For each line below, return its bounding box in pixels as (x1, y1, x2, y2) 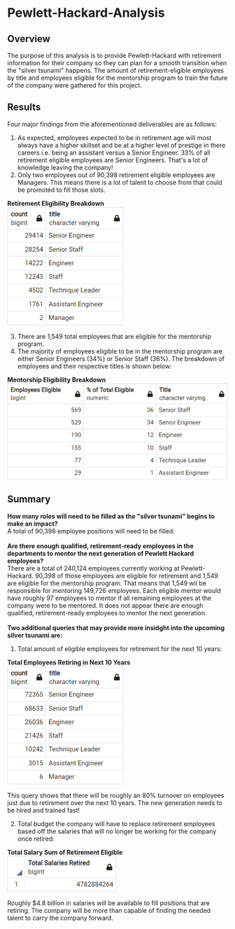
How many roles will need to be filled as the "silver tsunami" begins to (7, 512, 215, 520)
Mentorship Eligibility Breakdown (7, 375, 106, 384)
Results (7, 102, 41, 113)
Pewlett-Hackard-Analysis (7, 5, 166, 21)
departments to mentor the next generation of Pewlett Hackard (7, 549, 194, 557)
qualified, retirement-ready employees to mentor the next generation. (7, 608, 207, 617)
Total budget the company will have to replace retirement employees (17, 819, 215, 827)
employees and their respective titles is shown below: (17, 362, 173, 370)
